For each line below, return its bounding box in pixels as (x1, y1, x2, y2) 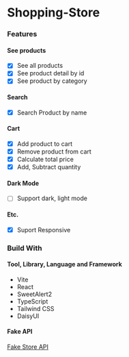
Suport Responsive (16, 225, 71, 234)
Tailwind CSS (16, 304, 55, 312)
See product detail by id (16, 69, 85, 77)
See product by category (16, 77, 87, 85)
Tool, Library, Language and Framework (7, 260, 123, 269)
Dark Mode (7, 179, 40, 187)
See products (7, 46, 46, 54)
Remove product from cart (16, 147, 92, 156)
